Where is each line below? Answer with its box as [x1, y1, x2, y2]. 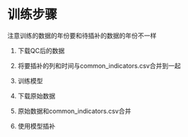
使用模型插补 [17, 121, 55, 130]
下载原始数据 [17, 92, 55, 100]
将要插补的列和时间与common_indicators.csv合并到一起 [17, 61, 181, 70]
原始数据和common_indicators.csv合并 [17, 106, 131, 115]
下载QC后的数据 [17, 46, 65, 55]
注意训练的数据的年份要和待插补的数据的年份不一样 [7, 31, 157, 40]
